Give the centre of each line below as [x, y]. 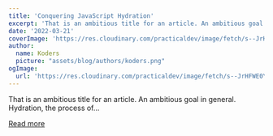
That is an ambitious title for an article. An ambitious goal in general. [122, 99]
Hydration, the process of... [54, 108]
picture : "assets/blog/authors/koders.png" [90, 62]
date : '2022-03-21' [41, 31]
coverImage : [28, 38]
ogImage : [23, 69]
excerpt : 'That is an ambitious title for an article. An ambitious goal [136, 23]
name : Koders [38, 53]
